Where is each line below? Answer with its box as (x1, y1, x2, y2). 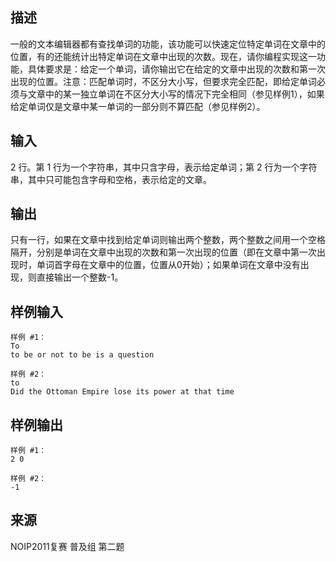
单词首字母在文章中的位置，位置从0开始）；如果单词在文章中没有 (36, 259, 301, 271)
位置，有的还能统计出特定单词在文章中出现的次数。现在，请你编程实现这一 (10, 50, 317, 62)
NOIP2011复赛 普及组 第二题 (10, 540, 125, 552)
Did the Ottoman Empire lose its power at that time (10, 387, 235, 397)
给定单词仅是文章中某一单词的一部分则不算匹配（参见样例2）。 (10, 100, 266, 112)
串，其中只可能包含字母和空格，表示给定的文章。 (10, 173, 212, 185)
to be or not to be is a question (10, 350, 155, 360)
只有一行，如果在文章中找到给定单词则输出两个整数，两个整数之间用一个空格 (10, 234, 326, 246)
